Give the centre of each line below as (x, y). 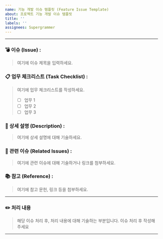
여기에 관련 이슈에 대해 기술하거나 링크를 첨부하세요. (66, 162)
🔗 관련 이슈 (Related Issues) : (39, 151)
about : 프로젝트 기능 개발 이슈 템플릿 (39, 14)
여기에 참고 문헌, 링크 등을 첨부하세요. (52, 189)
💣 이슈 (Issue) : (23, 50)
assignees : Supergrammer (30, 28)
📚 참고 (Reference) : (29, 176)
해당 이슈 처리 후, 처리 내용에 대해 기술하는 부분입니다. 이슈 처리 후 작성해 (86, 221)
